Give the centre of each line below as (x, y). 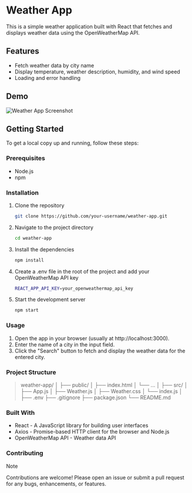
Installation (23, 193)
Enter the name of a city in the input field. (65, 344)
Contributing (25, 453)
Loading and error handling (48, 78)
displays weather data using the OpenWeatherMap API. (73, 32)
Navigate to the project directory (54, 227)
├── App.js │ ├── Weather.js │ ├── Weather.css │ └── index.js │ (102, 391)
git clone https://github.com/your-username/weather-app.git (91, 216)
